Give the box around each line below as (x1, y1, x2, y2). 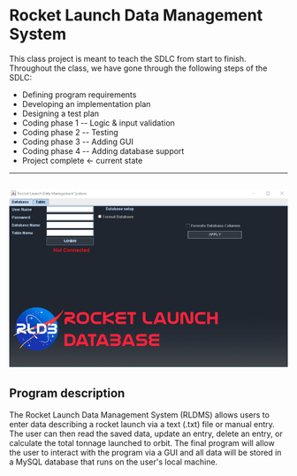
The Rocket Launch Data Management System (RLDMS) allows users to (9, 409, 270, 420)
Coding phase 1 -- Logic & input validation (21, 117, 175, 128)
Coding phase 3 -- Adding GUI (21, 136, 134, 147)
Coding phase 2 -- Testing (21, 127, 118, 137)
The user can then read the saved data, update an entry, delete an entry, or (9, 428, 283, 439)
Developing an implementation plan (21, 98, 151, 109)
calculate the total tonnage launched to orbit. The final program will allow (9, 437, 276, 448)
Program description (9, 386, 126, 401)
